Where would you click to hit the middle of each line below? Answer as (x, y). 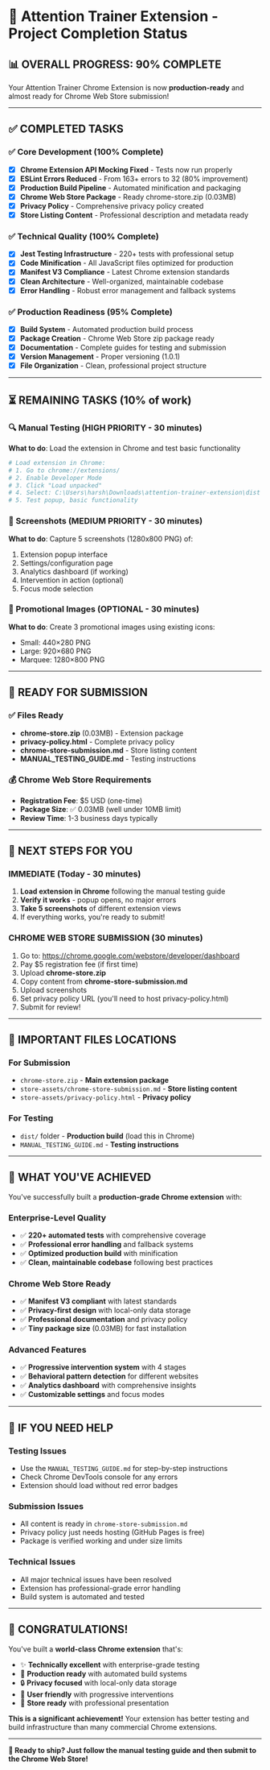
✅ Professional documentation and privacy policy (104, 1320)
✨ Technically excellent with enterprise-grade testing (110, 1664)
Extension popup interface (64, 554)
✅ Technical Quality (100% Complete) (84, 236)
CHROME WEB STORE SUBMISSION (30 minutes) (106, 938)
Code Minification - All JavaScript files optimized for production (127, 263)
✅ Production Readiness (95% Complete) (90, 312)
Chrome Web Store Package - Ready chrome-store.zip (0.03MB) (128, 197)
